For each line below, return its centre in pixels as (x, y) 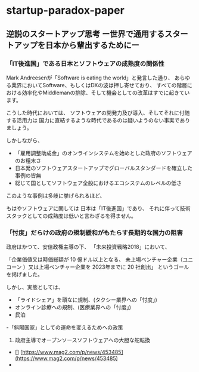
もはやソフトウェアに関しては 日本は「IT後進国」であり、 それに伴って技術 (98, 208)
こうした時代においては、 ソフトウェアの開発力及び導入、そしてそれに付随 (98, 113)
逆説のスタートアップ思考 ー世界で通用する (85, 34)
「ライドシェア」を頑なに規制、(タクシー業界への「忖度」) (86, 300)
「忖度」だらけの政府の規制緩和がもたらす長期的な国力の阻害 (95, 232)
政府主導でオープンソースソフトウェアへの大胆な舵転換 (83, 340)
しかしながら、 (24, 140)
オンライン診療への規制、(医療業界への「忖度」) (73, 308)
